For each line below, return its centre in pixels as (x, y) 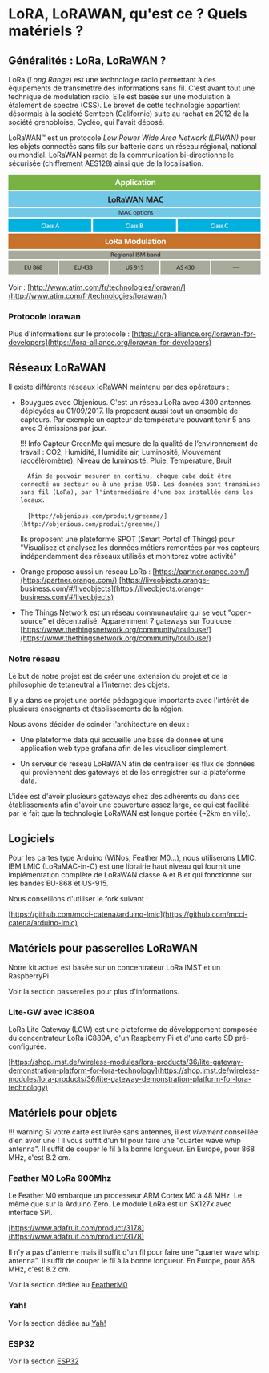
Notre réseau (34, 659)
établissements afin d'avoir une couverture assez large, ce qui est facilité (129, 805)
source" (33, 621)
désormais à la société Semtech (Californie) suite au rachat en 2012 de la (129, 114)
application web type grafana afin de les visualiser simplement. (124, 749)
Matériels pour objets (63, 1112)
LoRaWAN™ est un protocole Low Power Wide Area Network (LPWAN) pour (132, 138)
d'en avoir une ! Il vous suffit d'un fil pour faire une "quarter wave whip (125, 1141)
